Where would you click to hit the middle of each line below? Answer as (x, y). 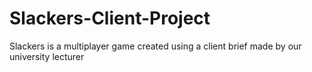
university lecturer (47, 56)
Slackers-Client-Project (110, 18)
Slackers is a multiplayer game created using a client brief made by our (155, 46)
